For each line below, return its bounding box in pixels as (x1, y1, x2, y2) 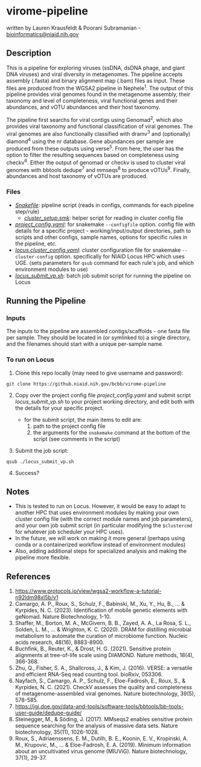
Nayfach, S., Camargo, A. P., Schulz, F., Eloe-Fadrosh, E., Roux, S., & (14, 677, 186, 684)
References (6, 571, 51, 582)
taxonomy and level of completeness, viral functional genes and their (6, 97, 178, 104)
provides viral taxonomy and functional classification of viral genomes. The (6, 123, 193, 130)
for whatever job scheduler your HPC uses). (14, 528, 125, 535)
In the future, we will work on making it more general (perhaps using (14, 535, 185, 542)
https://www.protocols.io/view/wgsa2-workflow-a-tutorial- (14, 587, 162, 595)
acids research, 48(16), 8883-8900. (14, 638, 104, 646)
